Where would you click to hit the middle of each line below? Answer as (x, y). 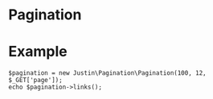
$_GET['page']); (35, 80)
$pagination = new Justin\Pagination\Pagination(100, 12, (107, 73)
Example (38, 52)
